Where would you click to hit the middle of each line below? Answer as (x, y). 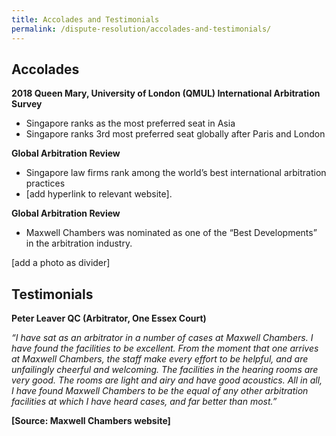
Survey (27, 104)
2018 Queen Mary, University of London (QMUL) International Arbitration (166, 93)
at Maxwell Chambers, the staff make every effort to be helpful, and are (160, 359)
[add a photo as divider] (61, 263)
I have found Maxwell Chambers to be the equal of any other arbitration (160, 391)
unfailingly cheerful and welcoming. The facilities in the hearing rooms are (165, 370)
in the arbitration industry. (79, 243)
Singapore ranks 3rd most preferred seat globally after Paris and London (175, 134)
